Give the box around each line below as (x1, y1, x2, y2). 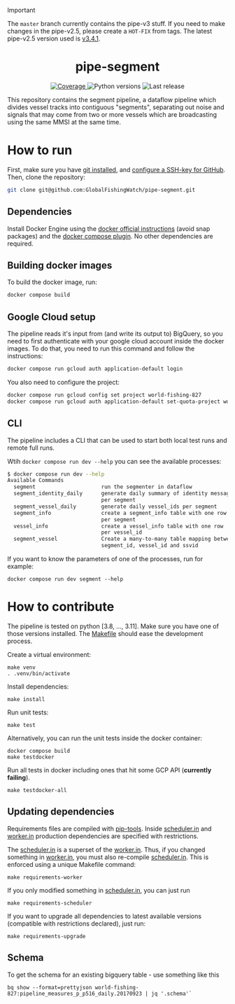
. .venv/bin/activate (7, 670, 71, 677)
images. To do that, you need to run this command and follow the (7, 344, 195, 353)
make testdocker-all (7, 786, 68, 793)
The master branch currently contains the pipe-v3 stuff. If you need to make (7, 20, 226, 27)
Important (7, 6, 36, 14)
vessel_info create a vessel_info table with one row (13, 523, 224, 530)
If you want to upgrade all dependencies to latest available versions (7, 912, 201, 920)
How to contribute (7, 599, 115, 615)
